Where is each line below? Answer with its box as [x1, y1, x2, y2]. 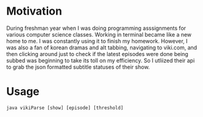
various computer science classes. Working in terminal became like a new [6, 30, 192, 38]
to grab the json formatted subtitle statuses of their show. [6, 63, 150, 71]
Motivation [6, 4, 63, 18]
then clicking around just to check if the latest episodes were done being [6, 50, 188, 57]
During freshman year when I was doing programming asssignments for [6, 24, 187, 32]
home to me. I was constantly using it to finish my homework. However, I [6, 37, 188, 44]
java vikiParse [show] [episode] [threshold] [6, 105, 123, 111]
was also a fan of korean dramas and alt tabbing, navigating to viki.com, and [6, 44, 198, 51]
